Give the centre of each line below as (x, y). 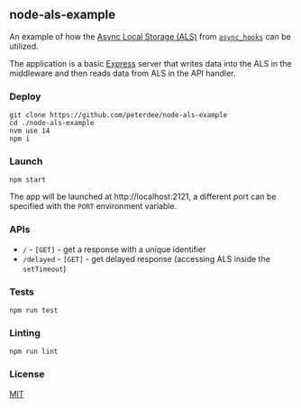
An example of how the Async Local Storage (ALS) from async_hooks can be (150, 36)
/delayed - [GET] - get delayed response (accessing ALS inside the (146, 258)
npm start (28, 180)
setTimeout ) (44, 268)
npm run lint (34, 352)
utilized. (24, 46)
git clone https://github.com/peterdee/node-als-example (119, 115)
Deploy (25, 96)
